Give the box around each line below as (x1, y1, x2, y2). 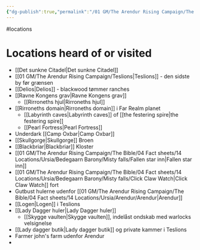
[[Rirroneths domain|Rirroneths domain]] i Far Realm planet (14, 105, 160, 112)
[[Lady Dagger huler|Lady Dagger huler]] (14, 207, 117, 214)
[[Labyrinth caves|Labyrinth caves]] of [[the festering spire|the (23, 111, 178, 118)
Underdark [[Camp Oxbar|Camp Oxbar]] (14, 130, 115, 137)
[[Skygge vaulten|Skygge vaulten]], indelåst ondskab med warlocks (23, 213, 192, 220)
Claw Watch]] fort (14, 181, 59, 188)
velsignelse (23, 219, 52, 227)
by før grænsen (14, 79, 54, 86)
